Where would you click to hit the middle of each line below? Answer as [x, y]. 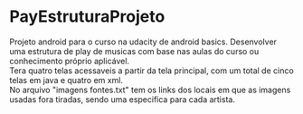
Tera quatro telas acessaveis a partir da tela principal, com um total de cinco [151, 71]
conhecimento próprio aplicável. [69, 61]
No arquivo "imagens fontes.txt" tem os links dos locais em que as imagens [150, 90]
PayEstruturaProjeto [87, 17]
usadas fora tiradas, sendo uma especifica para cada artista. [122, 99]
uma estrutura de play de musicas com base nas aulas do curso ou [134, 51]
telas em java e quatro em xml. [66, 80]
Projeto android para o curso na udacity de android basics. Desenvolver [143, 42]
